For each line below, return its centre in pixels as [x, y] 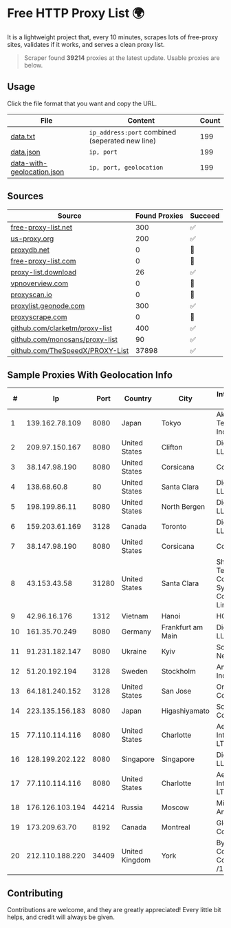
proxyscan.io [32, 294]
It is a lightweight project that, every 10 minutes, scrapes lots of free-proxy [113, 37]
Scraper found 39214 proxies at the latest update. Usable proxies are [122, 58]
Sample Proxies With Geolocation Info [90, 375]
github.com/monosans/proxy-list [64, 339]
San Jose [176, 692]
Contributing [35, 893]
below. [33, 65]
